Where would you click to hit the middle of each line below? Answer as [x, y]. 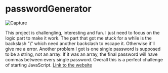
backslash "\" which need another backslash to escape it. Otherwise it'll [80, 43]
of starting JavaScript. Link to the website [49, 65]
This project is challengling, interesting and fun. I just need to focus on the [82, 32]
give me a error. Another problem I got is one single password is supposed [83, 49]
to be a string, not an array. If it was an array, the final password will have [81, 54]
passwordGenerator [49, 9]
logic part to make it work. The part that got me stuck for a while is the [78, 38]
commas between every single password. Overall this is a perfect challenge [84, 59]
